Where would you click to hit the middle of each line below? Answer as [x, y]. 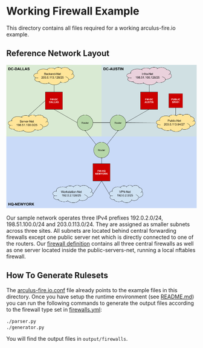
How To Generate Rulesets [57, 276]
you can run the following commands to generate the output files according [100, 303]
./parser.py [21, 321]
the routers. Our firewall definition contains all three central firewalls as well [100, 243]
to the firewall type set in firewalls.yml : [54, 309]
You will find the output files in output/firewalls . [67, 338]
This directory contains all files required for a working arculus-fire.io [91, 28]
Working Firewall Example [73, 11]
